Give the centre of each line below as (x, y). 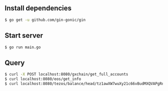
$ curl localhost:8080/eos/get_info (43, 79)
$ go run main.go (23, 47)
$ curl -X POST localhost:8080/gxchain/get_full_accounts (66, 74)
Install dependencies (38, 8)
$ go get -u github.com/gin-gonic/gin (45, 20)
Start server (24, 35)
